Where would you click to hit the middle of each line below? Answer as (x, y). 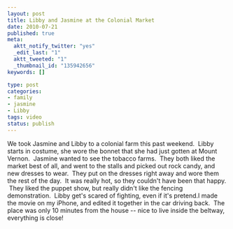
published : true (31, 33)
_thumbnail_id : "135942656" (55, 66)
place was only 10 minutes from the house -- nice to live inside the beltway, (116, 210)
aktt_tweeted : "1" (41, 59)
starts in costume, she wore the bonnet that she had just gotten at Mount (112, 151)
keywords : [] (26, 72)
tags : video (24, 117)
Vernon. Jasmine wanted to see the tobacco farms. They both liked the (111, 158)
